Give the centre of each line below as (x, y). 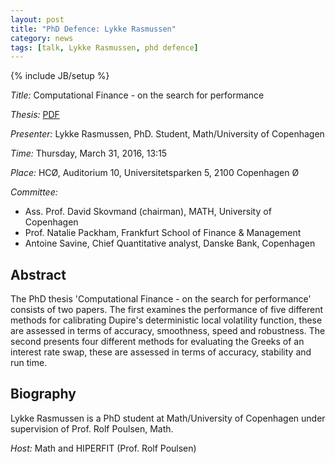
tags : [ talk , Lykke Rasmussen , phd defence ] (104, 47)
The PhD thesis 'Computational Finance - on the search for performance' (161, 299)
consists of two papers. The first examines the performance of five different (167, 310)
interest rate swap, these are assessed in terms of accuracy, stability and (161, 352)
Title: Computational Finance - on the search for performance (137, 95)
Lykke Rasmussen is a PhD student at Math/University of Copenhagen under (168, 418)
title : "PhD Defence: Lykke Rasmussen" (93, 29)
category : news (42, 38)
